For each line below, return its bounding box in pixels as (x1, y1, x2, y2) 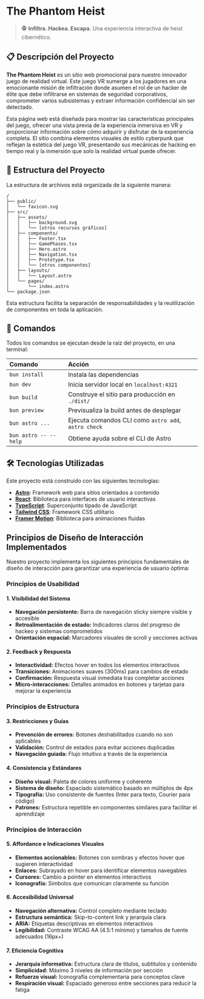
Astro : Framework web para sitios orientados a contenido (15, 489, 160, 496)
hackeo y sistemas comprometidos (15, 628, 103, 635)
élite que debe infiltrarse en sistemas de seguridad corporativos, (6, 90, 168, 98)
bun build (9, 394, 38, 401)
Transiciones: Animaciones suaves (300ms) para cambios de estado (15, 668, 189, 675)
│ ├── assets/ (6, 214, 47, 220)
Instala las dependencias (67, 371, 139, 379)
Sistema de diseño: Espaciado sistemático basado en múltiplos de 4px (15, 784, 193, 791)
